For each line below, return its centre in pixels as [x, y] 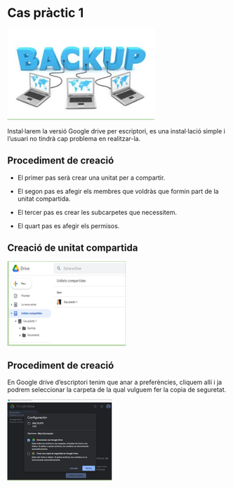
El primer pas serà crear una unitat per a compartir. [91, 178]
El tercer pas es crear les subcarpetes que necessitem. [97, 212]
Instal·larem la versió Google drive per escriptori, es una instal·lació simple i [116, 131]
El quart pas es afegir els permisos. [68, 225]
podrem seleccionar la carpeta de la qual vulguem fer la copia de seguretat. [117, 390]
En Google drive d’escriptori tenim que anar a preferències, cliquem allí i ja [115, 382]
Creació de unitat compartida [73, 248]
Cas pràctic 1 [46, 13]
